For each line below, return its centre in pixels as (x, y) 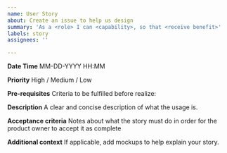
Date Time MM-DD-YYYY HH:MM (56, 66)
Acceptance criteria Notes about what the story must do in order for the (112, 121)
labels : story (28, 33)
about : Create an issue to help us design (70, 20)
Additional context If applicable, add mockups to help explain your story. (113, 142)
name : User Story (33, 14)
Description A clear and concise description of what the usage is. (103, 107)
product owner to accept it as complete (64, 128)
